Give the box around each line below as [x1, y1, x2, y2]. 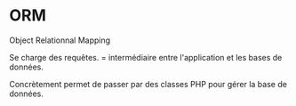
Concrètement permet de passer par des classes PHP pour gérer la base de [9, 78, 287, 89]
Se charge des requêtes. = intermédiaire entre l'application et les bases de [9, 52, 283, 62]
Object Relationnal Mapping [9, 35, 111, 45]
